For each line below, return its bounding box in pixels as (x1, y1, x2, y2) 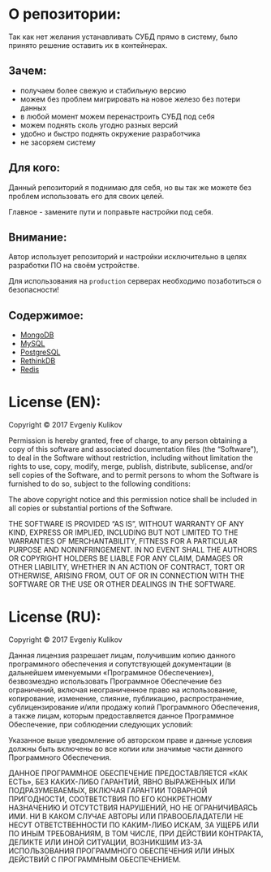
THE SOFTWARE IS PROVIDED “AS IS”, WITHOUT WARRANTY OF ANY (8, 519, 244, 529)
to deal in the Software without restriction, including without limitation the (8, 453, 253, 463)
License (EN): (8, 393, 101, 411)
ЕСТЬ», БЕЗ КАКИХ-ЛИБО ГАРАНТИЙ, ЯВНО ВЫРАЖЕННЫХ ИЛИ (8, 777, 236, 787)
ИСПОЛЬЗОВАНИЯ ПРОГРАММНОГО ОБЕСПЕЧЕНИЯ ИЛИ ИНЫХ (8, 846, 235, 856)
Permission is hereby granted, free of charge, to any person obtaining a (8, 436, 247, 445)
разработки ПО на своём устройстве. (8, 261, 140, 271)
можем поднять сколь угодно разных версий (19, 119, 179, 130)
